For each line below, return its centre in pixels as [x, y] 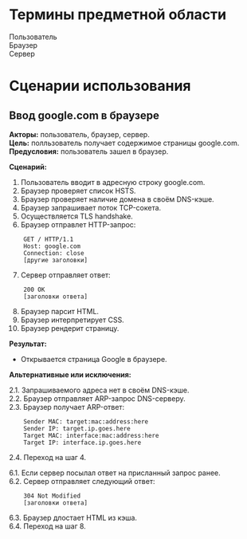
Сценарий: [28, 167]
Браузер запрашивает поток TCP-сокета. [91, 207]
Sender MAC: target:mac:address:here [86, 421]
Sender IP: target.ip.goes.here [77, 428]
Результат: [28, 344]
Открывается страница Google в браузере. [94, 359]
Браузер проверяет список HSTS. [78, 191]
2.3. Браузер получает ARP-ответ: [67, 407]
